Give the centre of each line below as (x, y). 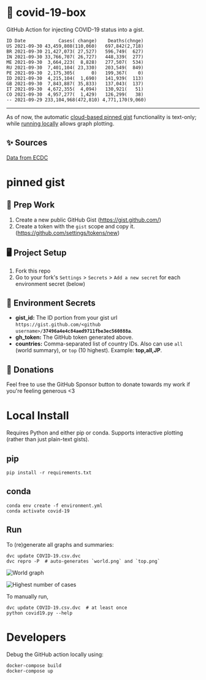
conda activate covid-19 (38, 511)
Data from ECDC (27, 157)
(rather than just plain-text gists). (48, 439)
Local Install (38, 416)
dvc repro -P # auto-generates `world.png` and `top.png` (83, 561)
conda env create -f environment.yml (55, 506)
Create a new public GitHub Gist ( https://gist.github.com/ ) (88, 220)
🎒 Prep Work (31, 205)
